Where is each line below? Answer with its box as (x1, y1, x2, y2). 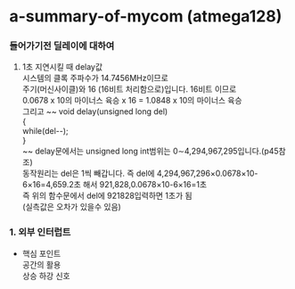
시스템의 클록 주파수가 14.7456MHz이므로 (21, 73, 169, 84)
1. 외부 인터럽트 (9, 226, 71, 238)
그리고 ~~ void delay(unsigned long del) (21, 106, 168, 117)
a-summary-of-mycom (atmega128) (9, 6, 283, 27)
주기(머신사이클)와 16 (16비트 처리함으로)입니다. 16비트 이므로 (21, 84, 237, 95)
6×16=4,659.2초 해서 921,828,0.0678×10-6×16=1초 (21, 179, 208, 190)
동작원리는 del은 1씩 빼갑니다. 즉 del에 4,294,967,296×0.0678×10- (21, 168, 258, 179)
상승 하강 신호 (21, 270, 70, 281)
